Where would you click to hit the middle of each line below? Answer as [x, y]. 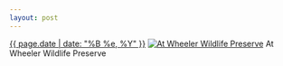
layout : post [34, 18]
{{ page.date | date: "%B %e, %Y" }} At [141, 43]
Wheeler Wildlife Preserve [58, 53]
